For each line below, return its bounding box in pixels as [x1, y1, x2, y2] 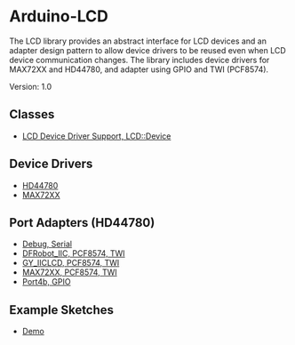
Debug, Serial [21, 238, 73, 250]
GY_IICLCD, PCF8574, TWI [21, 258, 120, 269]
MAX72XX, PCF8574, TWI [21, 267, 117, 277]
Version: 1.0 [9, 81, 52, 92]
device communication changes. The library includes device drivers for [9, 54, 270, 65]
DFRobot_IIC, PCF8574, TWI [21, 248, 126, 259]
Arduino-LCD [9, 6, 108, 27]
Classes [9, 107, 55, 122]
